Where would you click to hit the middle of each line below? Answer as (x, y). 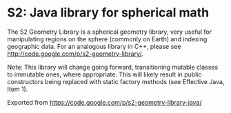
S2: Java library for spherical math (108, 13)
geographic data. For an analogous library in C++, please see (94, 46)
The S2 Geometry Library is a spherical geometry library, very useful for (110, 32)
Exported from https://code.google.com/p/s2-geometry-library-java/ (104, 102)
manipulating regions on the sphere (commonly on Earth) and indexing (107, 39)
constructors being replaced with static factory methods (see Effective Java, (116, 81)
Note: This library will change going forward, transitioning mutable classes (113, 67)
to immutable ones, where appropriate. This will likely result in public (104, 74)
